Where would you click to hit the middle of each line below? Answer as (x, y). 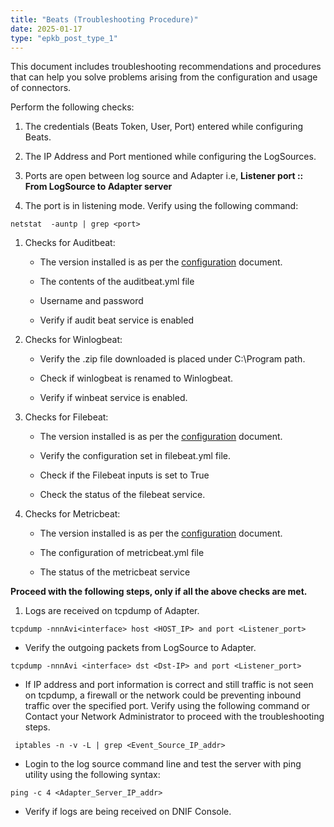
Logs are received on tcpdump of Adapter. (112, 611)
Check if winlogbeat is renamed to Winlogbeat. (136, 378)
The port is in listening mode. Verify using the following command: (161, 206)
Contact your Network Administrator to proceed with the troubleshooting (174, 717)
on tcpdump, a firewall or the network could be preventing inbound (163, 695)
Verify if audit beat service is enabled (116, 320)
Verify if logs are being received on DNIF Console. (128, 812)
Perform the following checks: (72, 107)
